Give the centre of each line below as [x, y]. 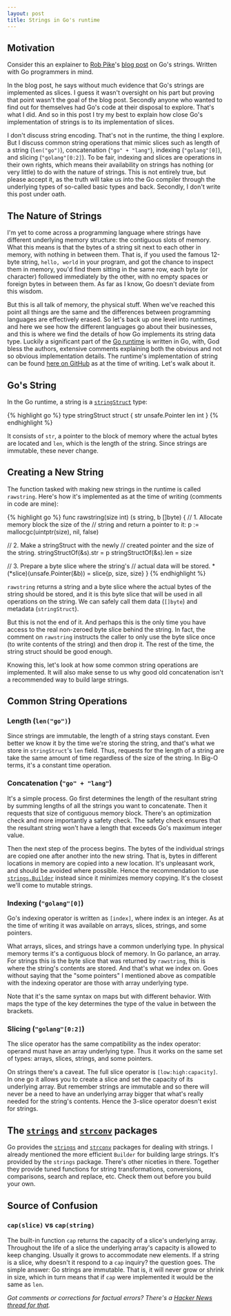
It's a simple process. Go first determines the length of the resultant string [112, 798]
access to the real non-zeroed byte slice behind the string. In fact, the [106, 629]
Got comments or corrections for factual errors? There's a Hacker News [110, 1297]
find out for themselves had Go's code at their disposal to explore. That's [111, 107]
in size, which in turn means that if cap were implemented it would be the [110, 1277]
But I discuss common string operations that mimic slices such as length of [114, 143]
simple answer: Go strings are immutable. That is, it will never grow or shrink [115, 1270]
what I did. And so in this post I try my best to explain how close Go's [105, 115]
